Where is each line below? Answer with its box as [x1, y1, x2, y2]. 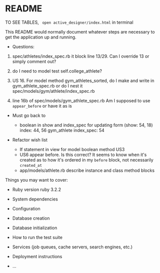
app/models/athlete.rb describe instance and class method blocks [19, 167, 155, 173]
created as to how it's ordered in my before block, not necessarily [19, 156, 154, 163]
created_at [19, 163, 42, 168]
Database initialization [12, 225, 58, 231]
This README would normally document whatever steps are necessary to [5, 29, 155, 35]
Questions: [12, 43, 35, 49]
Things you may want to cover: [5, 177, 68, 183]
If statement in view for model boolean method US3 [19, 146, 125, 152]
